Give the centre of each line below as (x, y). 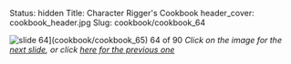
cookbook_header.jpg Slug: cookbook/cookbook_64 (108, 23)
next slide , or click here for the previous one (92, 50)
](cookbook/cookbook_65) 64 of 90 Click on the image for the (166, 40)
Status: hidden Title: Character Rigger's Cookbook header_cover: (132, 13)
